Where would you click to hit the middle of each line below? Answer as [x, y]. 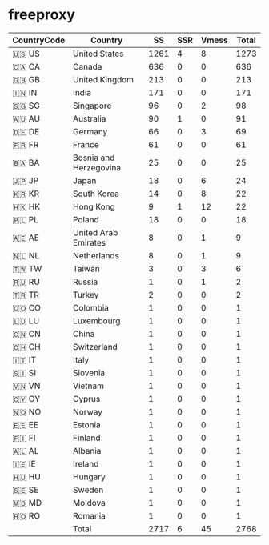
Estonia [87, 424]
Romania [90, 515]
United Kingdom [104, 79]
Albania [87, 451]
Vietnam [89, 386]
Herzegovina [97, 167]
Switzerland [95, 347]
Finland [87, 438]
